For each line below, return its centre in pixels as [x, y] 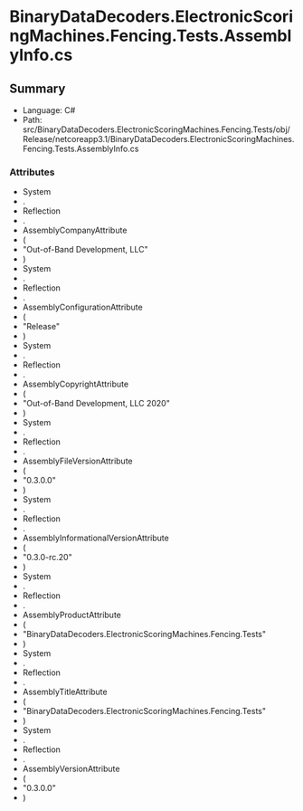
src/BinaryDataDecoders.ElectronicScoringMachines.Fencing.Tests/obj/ [156, 129]
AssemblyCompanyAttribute [75, 230]
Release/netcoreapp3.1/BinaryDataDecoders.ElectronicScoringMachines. [158, 139]
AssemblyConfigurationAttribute [82, 307]
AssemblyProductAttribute [72, 615]
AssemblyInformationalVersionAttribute [95, 538]
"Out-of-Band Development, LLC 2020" [96, 404]
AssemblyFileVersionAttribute [77, 461]
